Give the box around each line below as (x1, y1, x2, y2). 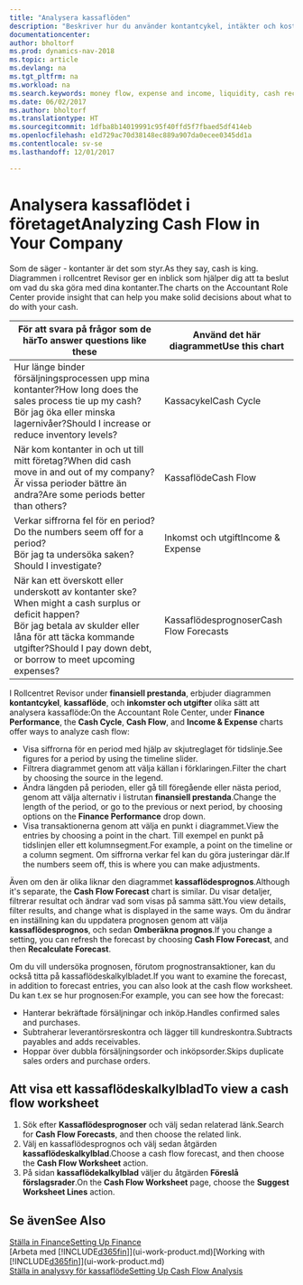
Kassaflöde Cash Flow (163, 471, 257, 483)
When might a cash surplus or (14, 596, 142, 609)
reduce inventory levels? (14, 428, 118, 441)
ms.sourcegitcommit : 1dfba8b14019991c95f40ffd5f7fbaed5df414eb (9, 123, 252, 132)
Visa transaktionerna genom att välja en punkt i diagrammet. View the (22, 820, 280, 831)
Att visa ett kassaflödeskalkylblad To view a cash (9, 1081, 289, 1096)
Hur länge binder (14, 361, 86, 373)
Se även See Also (9, 1213, 106, 1228)
